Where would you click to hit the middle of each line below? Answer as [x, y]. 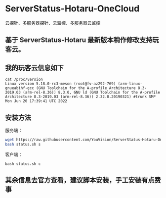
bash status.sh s [23, 144]
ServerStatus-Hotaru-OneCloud [72, 9]
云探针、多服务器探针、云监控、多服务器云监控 [53, 23]
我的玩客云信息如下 [34, 68]
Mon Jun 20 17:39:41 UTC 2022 [36, 101]
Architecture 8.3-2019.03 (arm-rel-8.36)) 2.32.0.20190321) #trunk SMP [80, 97]
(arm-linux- [130, 84]
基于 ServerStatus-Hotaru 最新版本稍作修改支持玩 [82, 40]
